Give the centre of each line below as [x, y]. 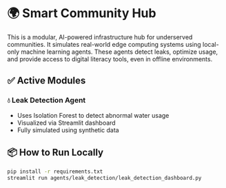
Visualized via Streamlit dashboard [66, 123]
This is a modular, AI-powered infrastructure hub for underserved [100, 37]
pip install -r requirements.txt [55, 172]
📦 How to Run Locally [55, 153]
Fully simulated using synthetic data [68, 130]
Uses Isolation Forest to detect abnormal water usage [93, 115]
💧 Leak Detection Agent [47, 101]
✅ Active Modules [47, 81]
